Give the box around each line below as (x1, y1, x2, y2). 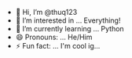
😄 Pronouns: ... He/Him (15, 32, 93, 42)
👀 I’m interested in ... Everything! (15, 16, 121, 25)
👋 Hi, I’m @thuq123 (15, 8, 78, 16)
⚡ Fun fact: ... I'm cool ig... (15, 42, 101, 50)
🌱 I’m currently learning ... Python (15, 24, 124, 33)
